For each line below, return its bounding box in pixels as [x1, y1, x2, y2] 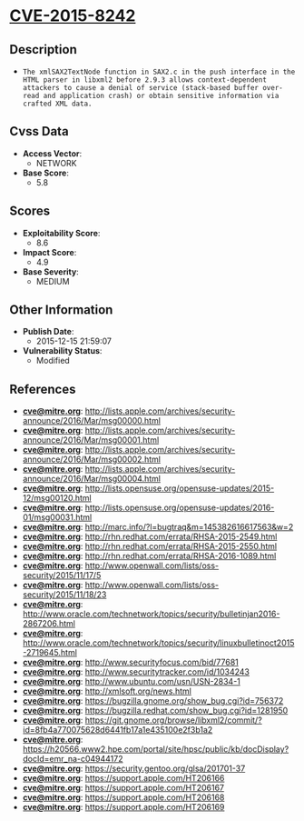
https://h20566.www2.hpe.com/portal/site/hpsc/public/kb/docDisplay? [22, 744, 289, 755]
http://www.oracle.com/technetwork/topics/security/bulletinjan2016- [22, 608, 280, 619]
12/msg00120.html [22, 493, 93, 504]
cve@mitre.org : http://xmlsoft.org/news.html [22, 686, 192, 696]
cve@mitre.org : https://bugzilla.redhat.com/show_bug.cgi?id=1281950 [22, 706, 289, 716]
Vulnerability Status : [22, 345, 103, 356]
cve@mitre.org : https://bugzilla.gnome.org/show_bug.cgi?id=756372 [22, 696, 284, 706]
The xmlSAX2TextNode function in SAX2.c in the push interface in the [22, 67, 296, 76]
